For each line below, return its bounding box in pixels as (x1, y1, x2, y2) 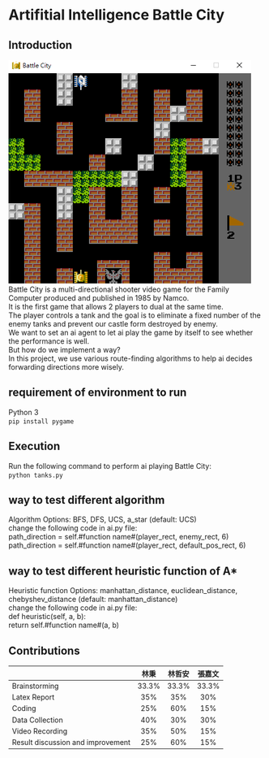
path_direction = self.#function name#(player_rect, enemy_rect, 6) (8, 532, 229, 542)
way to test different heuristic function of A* (8, 564, 238, 578)
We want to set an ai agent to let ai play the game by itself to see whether (8, 327, 254, 337)
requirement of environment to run (8, 386, 187, 400)
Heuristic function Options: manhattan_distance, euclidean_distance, (8, 586, 237, 596)
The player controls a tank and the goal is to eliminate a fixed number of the (8, 310, 261, 320)
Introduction (8, 38, 73, 52)
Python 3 (8, 407, 39, 417)
